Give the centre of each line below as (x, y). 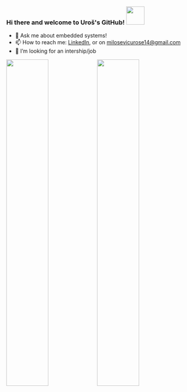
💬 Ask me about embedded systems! (61, 36)
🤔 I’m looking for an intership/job (56, 51)
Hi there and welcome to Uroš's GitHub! (66, 22)
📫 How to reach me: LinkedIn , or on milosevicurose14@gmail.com (98, 42)
